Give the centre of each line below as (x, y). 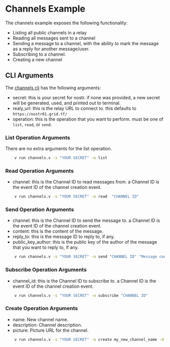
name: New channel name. (40, 319)
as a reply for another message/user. (51, 49)
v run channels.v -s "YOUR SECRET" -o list (61, 158)
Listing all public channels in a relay (50, 32)
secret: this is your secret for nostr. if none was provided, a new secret (86, 97)
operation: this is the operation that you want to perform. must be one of (88, 119)
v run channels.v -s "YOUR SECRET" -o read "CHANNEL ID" (77, 197)
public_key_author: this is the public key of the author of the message (85, 242)
